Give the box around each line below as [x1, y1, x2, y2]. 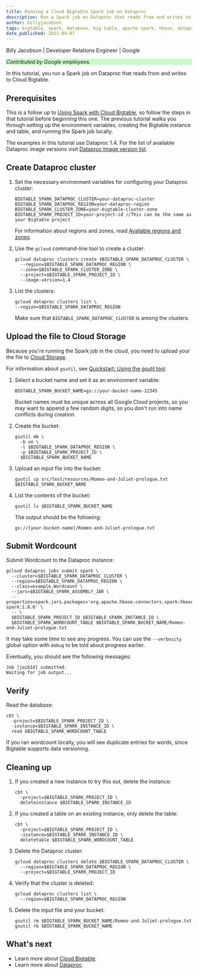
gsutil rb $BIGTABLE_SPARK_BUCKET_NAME [14, 923, 113, 929]
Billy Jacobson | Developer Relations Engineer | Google [6, 47, 140, 54]
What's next [6, 939, 52, 949]
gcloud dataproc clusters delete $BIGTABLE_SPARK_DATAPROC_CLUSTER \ [14, 859, 190, 865]
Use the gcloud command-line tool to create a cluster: [14, 245, 146, 252]
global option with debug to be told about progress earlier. [6, 642, 146, 649]
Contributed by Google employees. [6, 59, 91, 66]
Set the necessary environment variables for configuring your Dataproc [14, 178, 189, 185]
